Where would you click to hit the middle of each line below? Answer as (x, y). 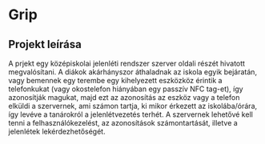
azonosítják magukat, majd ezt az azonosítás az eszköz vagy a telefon (124, 97)
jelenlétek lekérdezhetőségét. (57, 131)
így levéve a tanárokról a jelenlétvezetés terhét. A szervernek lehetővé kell (131, 114)
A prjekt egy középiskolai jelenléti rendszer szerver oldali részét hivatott (127, 63)
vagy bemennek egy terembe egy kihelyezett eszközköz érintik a (115, 80)
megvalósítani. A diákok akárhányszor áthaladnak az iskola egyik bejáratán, (133, 72)
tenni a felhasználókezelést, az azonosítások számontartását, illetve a (123, 123)
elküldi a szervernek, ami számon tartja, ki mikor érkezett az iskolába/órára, (133, 106)
